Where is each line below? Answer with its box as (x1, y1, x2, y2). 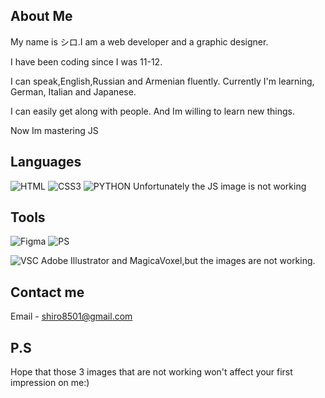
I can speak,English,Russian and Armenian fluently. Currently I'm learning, (10, 75, 315, 87)
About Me (10, 8, 73, 25)
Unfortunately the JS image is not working (133, 180, 307, 192)
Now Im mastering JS (10, 124, 99, 136)
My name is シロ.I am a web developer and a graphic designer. (10, 35, 269, 48)
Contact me (10, 284, 85, 301)
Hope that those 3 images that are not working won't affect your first (10, 366, 293, 378)
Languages (10, 154, 82, 171)
